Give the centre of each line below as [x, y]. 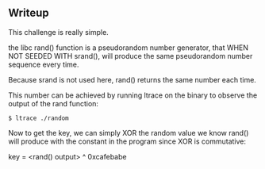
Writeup [29, 13]
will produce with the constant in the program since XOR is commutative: [127, 141]
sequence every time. [44, 64]
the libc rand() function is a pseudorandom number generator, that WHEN [128, 48]
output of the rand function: [54, 103]
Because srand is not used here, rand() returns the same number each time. [132, 79]
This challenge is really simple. [58, 32]
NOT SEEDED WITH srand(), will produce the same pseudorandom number [131, 56]
